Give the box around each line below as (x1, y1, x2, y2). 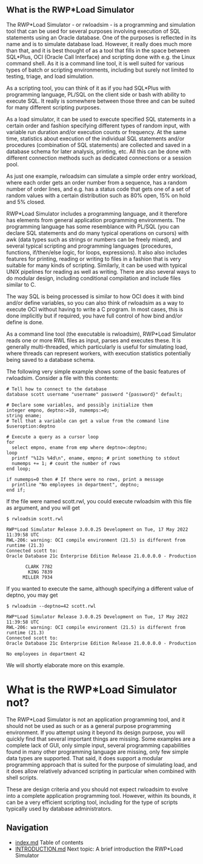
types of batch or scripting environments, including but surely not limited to (6, 66, 195, 73)
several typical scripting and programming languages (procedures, (6, 242, 173, 250)
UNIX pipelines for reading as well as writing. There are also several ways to (6, 268, 196, 275)
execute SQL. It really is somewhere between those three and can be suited (6, 97, 195, 104)
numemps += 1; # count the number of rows (12, 460, 121, 466)
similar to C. (6, 281, 36, 288)
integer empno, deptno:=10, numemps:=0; (6, 407, 110, 413)
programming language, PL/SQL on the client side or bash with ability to (6, 90, 186, 98)
